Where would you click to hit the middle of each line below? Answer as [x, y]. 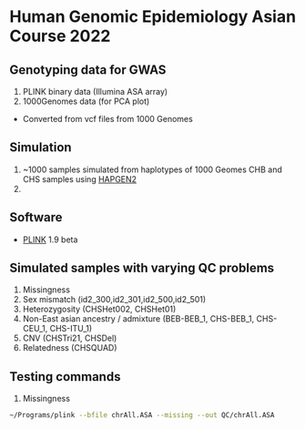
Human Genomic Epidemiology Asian [153, 17]
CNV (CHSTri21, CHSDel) [70, 338]
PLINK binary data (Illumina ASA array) [95, 92]
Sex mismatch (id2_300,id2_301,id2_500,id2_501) [114, 300]
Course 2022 [60, 36]
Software [36, 217]
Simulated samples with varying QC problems [142, 268]
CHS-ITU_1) [71, 329]
